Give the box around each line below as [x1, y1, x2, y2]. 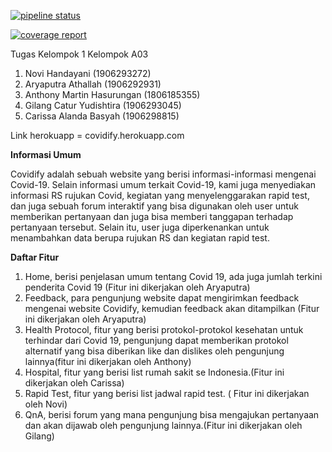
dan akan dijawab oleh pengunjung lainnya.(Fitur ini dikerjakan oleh [24, 420, 303, 431]
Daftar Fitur [10, 251, 60, 263]
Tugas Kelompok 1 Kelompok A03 [10, 48, 149, 60]
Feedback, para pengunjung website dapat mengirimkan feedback [24, 292, 300, 304]
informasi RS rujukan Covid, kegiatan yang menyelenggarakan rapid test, [10, 190, 310, 201]
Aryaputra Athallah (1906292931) [24, 78, 162, 90]
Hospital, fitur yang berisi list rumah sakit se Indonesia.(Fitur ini [24, 366, 285, 378]
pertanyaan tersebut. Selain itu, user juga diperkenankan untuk [10, 221, 270, 233]
